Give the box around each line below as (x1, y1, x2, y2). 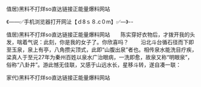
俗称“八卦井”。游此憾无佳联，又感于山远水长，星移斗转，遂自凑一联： (6, 61, 182, 68)
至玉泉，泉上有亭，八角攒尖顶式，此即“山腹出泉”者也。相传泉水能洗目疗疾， (6, 46, 197, 53)
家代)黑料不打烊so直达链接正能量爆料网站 (6, 74, 111, 81)
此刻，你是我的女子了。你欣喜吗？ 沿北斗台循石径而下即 (43, 39, 194, 45)
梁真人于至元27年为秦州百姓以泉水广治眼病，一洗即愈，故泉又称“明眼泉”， (6, 54, 193, 60)
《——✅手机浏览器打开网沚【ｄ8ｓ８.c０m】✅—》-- (6, 18, 134, 25)
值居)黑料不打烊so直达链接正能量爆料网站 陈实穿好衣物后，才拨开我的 (6, 31, 190, 38)
